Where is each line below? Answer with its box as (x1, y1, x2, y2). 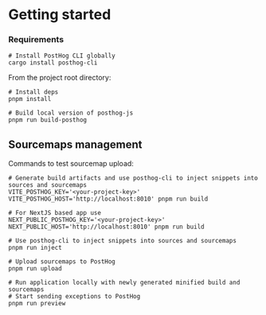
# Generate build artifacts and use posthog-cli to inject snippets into (8, 174, 259, 182)
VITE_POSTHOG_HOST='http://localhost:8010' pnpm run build (8, 195, 209, 204)
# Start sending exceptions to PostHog (8, 293, 141, 301)
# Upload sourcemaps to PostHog (8, 258, 115, 266)
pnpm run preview (8, 300, 66, 308)
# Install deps (8, 88, 59, 96)
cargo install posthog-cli (8, 59, 98, 67)
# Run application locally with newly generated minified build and (8, 278, 241, 287)
